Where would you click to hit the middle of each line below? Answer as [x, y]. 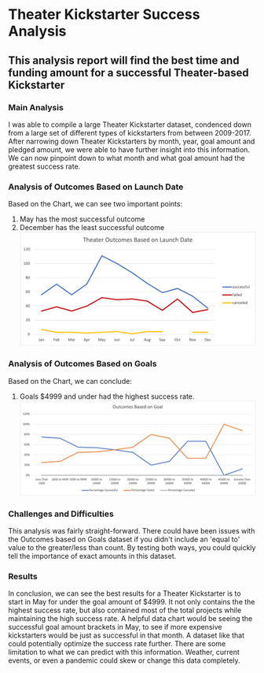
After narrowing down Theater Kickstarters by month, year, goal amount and [132, 141]
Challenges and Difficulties [61, 514]
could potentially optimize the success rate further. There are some [117, 644]
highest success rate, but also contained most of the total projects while [125, 610]
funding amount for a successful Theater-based [128, 73]
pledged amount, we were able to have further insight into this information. [129, 149]
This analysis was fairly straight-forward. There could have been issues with [132, 531]
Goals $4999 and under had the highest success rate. [107, 396]
